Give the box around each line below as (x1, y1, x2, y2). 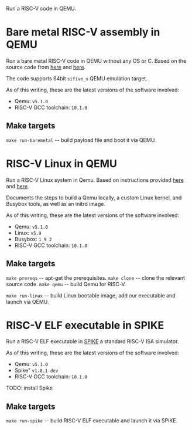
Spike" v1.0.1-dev (14, 367, 59, 374)
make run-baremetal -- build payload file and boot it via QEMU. (6, 136, 156, 143)
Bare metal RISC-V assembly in (6, 26, 160, 39)
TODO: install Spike (6, 384, 53, 392)
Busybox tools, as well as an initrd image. (6, 200, 105, 207)
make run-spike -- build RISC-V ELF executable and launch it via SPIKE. (6, 417, 178, 424)
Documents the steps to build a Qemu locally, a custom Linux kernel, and (6, 194, 182, 201)
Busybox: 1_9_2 (14, 235, 52, 242)
